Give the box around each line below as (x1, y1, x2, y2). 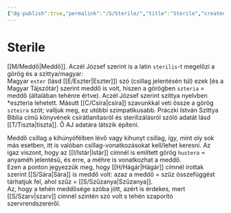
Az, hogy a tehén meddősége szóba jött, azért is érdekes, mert (7, 184, 186, 192)
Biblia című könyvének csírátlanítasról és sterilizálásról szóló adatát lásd (7, 113, 211, 121)
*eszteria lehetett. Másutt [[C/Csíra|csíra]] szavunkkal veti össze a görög (7, 99, 214, 107)
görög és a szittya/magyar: (7, 69, 84, 77)
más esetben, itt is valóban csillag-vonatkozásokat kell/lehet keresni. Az (7, 141, 211, 149)
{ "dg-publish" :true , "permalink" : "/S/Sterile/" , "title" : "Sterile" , (7, 10, 201, 17)
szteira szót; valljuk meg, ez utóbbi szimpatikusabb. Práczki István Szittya (7, 105, 219, 114)
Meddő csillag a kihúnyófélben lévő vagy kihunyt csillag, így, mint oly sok (7, 134, 214, 142)
